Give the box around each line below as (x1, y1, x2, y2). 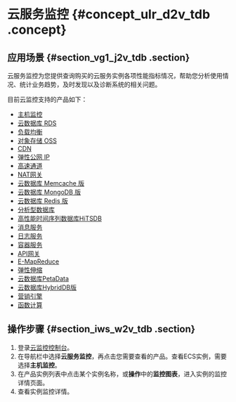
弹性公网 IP (17, 153, 51, 161)
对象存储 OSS (17, 136, 58, 145)
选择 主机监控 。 (17, 361, 61, 369)
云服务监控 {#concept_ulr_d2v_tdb (7, 6, 211, 22)
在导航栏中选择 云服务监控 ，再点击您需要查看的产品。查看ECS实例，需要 (17, 352, 227, 361)
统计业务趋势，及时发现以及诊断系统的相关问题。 (19, 80, 162, 89)
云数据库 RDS (17, 119, 57, 127)
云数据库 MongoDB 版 (17, 188, 81, 196)
